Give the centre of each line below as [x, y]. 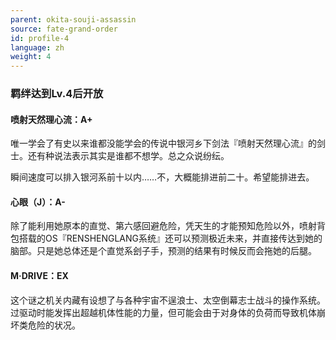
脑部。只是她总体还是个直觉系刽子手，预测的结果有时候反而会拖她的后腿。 [163, 251]
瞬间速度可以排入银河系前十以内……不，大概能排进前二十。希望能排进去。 [162, 177]
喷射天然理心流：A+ [51, 119]
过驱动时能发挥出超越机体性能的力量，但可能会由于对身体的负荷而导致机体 [163, 312]
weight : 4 [31, 57]
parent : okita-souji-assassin [73, 19]
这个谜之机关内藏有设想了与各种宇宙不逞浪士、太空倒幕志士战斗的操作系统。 [168, 300]
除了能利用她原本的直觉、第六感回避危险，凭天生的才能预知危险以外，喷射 [163, 226]
